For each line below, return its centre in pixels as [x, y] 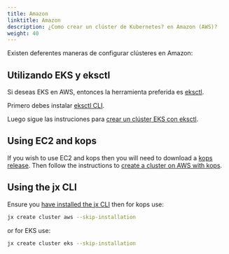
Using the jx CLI [42, 187]
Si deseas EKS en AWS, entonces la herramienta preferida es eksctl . [106, 92]
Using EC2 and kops [52, 141]
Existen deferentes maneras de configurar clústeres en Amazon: [100, 53]
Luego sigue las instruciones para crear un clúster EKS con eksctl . [103, 119]
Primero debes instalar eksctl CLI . [56, 106]
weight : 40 [23, 33]
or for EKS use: [29, 230]
